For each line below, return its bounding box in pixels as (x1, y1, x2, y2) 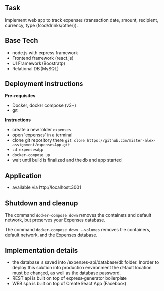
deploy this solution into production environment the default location (12, 264, 152, 270)
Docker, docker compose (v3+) (12, 102, 76, 108)
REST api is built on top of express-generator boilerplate (12, 275, 127, 281)
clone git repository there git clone (12, 137, 85, 143)
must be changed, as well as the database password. (12, 270, 121, 276)
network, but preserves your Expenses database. (5, 217, 105, 223)
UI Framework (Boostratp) (12, 60, 66, 66)
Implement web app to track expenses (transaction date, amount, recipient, (5, 17, 158, 23)
